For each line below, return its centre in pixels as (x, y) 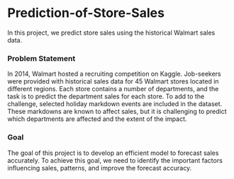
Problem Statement (41, 58)
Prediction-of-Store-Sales (86, 13)
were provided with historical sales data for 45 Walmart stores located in (113, 81)
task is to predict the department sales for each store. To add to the (106, 96)
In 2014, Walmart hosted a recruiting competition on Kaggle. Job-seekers (114, 74)
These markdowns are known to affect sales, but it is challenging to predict (117, 112)
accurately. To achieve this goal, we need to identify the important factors (115, 160)
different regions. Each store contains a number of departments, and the (113, 89)
